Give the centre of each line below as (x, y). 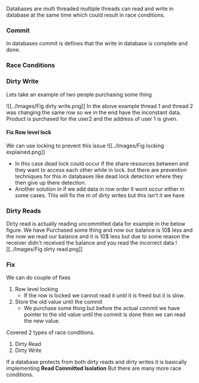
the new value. (42, 321)
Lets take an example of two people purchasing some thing (79, 94)
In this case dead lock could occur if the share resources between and (102, 163)
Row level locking (36, 289)
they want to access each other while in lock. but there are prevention (101, 170)
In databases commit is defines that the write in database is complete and (97, 44)
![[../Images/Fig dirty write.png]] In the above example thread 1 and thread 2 (99, 106)
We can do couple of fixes (38, 278)
